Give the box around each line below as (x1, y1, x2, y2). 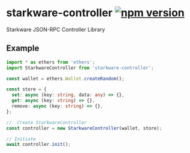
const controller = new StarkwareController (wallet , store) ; (6, 125, 162, 131)
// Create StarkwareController (6, 119, 87, 125)
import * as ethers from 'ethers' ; (6, 59, 95, 65)
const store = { (6, 86, 47, 92)
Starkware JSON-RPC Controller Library (6, 26, 105, 33)
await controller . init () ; (6, 142, 71, 148)
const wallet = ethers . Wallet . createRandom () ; (6, 76, 125, 82)
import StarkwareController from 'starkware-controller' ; (6, 65, 154, 71)
